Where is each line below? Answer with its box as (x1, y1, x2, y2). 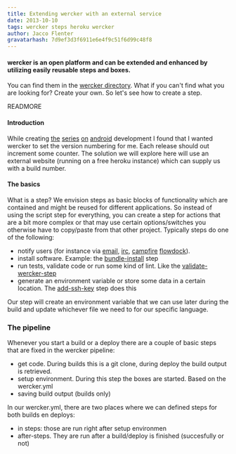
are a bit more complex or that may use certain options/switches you (7, 218, 206, 226)
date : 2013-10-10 (7, 17, 58, 24)
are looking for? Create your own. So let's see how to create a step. (7, 89, 202, 97)
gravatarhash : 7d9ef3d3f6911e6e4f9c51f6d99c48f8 (7, 37, 152, 44)
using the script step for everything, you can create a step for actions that (7, 210, 221, 219)
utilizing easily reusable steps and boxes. (7, 65, 131, 74)
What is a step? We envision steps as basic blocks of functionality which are (7, 195, 228, 204)
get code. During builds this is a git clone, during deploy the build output (17, 360, 227, 368)
